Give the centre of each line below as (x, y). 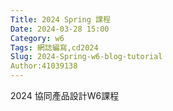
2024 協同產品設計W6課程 (65, 95)
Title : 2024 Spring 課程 (60, 19)
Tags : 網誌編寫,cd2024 (54, 47)
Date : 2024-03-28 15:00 (60, 29)
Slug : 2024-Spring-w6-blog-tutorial (86, 57)
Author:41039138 (44, 66)
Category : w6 (37, 38)
